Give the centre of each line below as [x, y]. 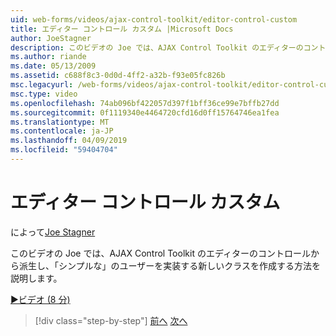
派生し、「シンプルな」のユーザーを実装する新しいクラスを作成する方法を [170, 265]
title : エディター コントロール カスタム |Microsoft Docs [122, 29]
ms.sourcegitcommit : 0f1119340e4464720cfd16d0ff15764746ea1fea [145, 112]
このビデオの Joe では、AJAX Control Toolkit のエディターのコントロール [160, 253]
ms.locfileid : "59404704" [64, 150]
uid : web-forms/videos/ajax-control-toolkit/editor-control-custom [154, 19]
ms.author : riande [48, 57]
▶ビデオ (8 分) [40, 299]
